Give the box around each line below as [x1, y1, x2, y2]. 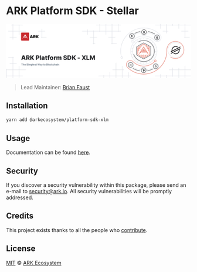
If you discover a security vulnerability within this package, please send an [6, 181, 186, 189]
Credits [6, 211, 34, 221]
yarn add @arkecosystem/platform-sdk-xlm [6, 117, 109, 123]
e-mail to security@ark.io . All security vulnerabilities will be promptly [6, 187, 172, 194]
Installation [6, 101, 48, 110]
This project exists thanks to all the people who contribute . [6, 226, 148, 233]
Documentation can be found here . [6, 149, 91, 156]
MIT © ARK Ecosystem [6, 259, 62, 266]
